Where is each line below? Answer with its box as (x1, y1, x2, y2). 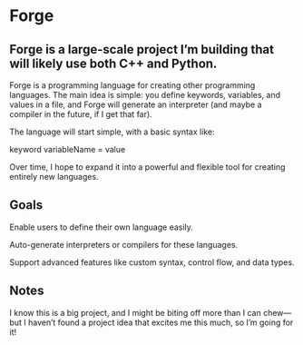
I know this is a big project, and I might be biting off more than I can (9, 307, 261, 318)
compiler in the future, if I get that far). (9, 109, 152, 119)
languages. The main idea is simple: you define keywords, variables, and (9, 90, 281, 100)
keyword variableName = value (9, 144, 126, 154)
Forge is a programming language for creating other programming (9, 80, 256, 91)
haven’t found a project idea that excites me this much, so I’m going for (28, 317, 294, 328)
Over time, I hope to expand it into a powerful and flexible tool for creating (9, 162, 286, 172)
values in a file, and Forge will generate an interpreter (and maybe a (9, 99, 262, 110)
